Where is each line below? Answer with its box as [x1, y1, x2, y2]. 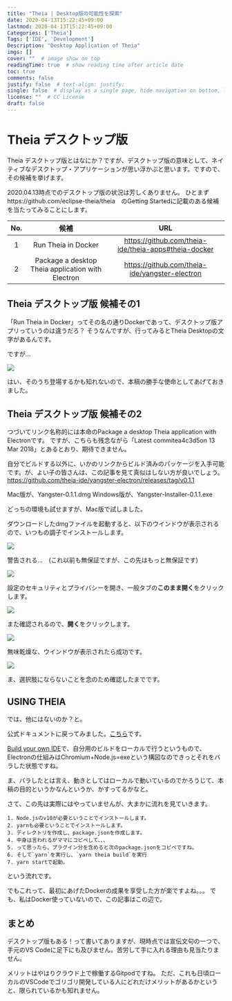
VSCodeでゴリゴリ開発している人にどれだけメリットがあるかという [25, 977, 218, 986]
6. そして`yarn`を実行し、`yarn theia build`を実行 [7, 852, 147, 859]
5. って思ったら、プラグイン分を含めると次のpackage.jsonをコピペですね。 [7, 844, 197, 851]
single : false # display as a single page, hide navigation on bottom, [7, 87, 221, 94]
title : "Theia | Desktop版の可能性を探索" [7, 10, 123, 17]
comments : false [7, 74, 54, 82]
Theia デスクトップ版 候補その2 [7, 409, 142, 420]
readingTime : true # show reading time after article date [7, 62, 184, 68]
